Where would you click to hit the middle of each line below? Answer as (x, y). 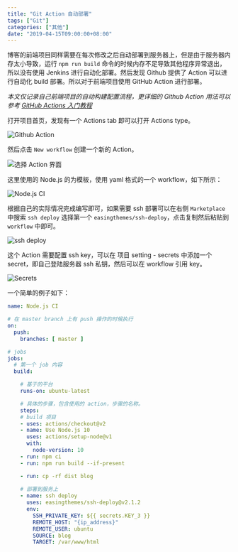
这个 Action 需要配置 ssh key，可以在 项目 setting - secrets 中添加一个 (110, 255)
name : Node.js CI (33, 306)
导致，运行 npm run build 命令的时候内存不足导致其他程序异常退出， (126, 64)
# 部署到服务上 (39, 489)
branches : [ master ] (52, 339)
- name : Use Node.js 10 (55, 431)
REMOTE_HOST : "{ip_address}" (76, 522)
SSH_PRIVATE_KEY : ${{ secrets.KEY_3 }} (92, 516)
